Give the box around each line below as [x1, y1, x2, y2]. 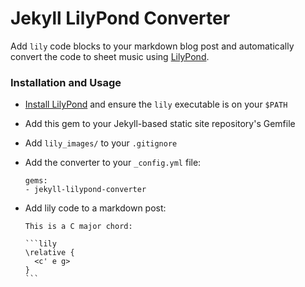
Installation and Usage [10, 75, 122, 89]
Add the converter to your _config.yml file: [24, 157, 202, 169]
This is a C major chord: [24, 222, 133, 232]
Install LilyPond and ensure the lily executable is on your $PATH [24, 98, 288, 111]
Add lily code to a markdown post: [24, 202, 167, 214]
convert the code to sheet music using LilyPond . [10, 50, 210, 62]
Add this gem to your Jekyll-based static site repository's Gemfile [24, 118, 296, 130]
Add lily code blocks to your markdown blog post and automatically [10, 40, 295, 52]
